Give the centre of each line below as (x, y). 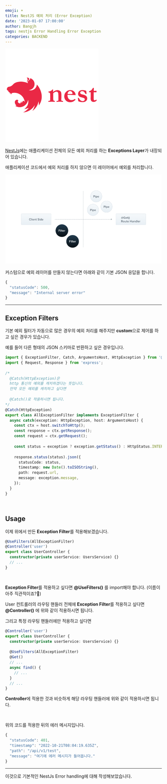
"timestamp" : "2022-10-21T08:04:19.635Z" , (54, 746)
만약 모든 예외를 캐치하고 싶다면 (38, 389)
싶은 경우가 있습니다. (30, 337)
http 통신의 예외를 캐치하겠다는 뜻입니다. (47, 384)
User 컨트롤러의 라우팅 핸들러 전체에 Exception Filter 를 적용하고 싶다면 (75, 604)
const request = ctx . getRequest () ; (51, 436)
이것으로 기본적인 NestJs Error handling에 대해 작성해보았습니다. (69, 776)
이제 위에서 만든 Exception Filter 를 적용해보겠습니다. (57, 531)
